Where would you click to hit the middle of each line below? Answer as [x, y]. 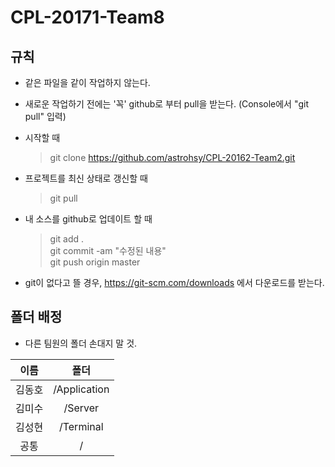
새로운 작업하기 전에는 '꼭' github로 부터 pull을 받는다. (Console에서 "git [166, 104]
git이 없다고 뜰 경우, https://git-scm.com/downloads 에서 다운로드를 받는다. [174, 282]
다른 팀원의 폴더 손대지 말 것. [81, 343]
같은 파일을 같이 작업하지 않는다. [87, 82]
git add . [67, 239]
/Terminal [81, 426]
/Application [81, 389]
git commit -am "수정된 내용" [108, 250]
